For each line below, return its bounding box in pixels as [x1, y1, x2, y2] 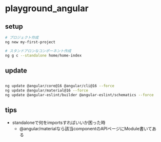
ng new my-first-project [5, 39, 56, 44]
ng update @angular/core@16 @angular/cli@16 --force [5, 84, 115, 89]
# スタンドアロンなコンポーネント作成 [5, 48, 72, 53]
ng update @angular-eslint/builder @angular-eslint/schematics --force [5, 93, 154, 98]
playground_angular [5, 3, 89, 14]
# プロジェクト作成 [5, 35, 39, 40]
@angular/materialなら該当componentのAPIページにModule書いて [19, 125, 152, 131]
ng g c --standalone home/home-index [5, 53, 82, 58]
